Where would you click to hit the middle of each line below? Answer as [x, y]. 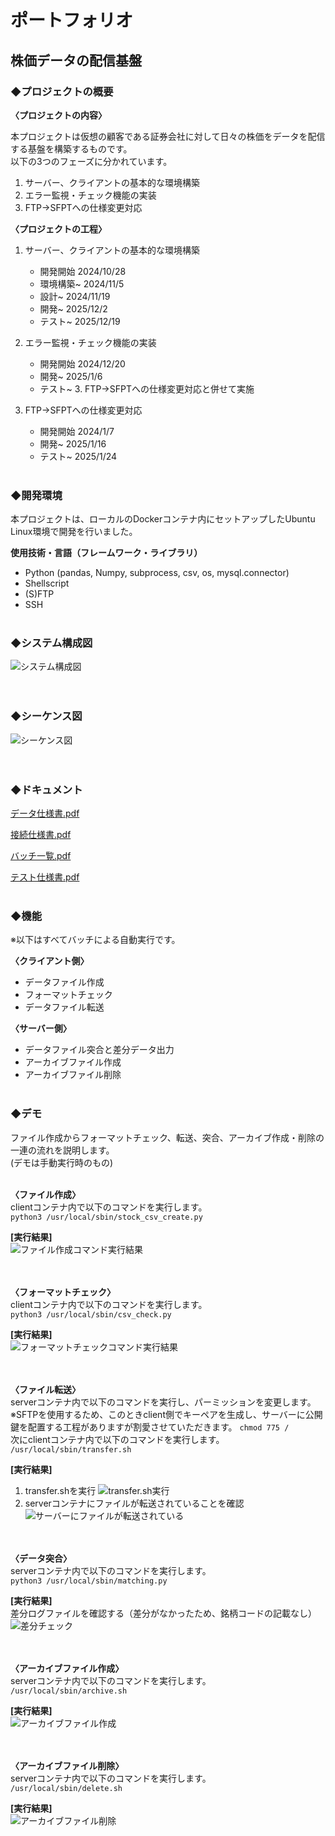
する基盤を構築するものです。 [71, 148]
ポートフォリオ [72, 20]
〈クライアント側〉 [50, 961]
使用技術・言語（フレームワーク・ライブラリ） [106, 553]
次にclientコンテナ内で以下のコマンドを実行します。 [117, 1439]
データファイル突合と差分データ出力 [99, 1050]
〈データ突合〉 [41, 1558]
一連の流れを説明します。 [62, 1150]
